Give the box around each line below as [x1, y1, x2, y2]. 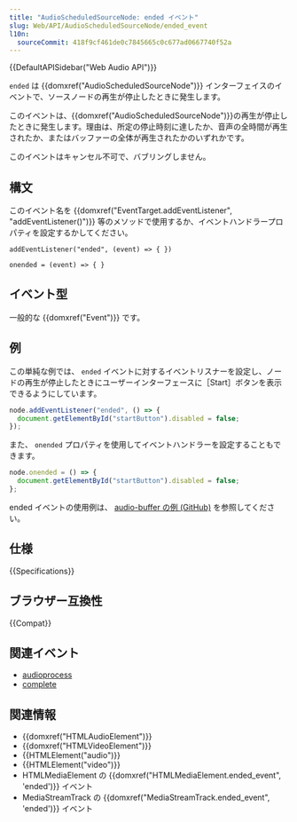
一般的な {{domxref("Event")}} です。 [9, 312, 145, 322]
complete [21, 679, 58, 690]
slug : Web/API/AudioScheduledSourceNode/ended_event [9, 21, 208, 30]
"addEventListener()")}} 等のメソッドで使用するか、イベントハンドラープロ [9, 217, 284, 227]
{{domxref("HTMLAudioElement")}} [21, 731, 152, 742]
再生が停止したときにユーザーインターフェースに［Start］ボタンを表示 [24, 376, 282, 387]
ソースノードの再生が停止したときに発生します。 [47, 91, 226, 102]
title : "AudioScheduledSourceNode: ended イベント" [9, 12, 199, 22]
